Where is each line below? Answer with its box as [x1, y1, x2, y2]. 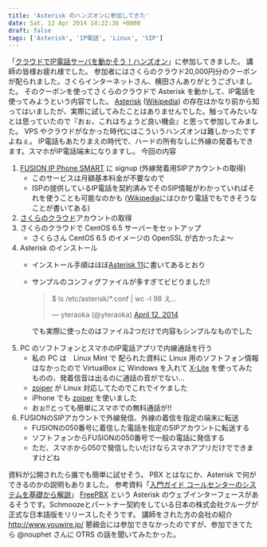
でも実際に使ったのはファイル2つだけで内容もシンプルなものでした [31, 326, 253, 336]
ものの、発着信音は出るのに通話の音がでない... [31, 373, 185, 383]
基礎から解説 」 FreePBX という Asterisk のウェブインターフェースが [29, 490, 253, 499]
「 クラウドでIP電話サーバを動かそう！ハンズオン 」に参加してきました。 [8, 57, 245, 66]
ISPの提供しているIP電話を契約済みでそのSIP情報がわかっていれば [31, 183, 249, 193]
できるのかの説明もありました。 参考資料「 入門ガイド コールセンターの [8, 480, 243, 490]
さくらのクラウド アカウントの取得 [19, 213, 132, 223]
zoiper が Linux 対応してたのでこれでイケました [31, 384, 188, 393]
